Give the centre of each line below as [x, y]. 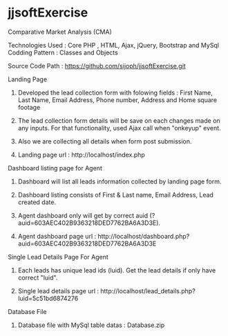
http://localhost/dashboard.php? [143, 236]
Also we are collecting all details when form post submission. [105, 141]
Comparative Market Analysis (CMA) [60, 32]
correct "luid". [38, 277]
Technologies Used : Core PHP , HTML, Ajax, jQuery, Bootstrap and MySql [114, 45]
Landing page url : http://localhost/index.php [82, 155]
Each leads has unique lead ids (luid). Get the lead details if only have [117, 270]
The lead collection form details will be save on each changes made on [119, 120]
